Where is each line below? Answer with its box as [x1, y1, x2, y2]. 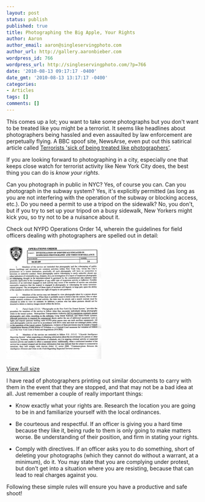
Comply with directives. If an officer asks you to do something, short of [15, 445, 195, 452]
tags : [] [6, 94, 29, 101]
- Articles [6, 88, 34, 94]
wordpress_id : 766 [6, 55, 53, 61]
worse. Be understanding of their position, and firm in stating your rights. [15, 433, 199, 441]
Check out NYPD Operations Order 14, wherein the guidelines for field [6, 225, 182, 232]
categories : [6, 81, 37, 87]
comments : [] [6, 101, 40, 107]
